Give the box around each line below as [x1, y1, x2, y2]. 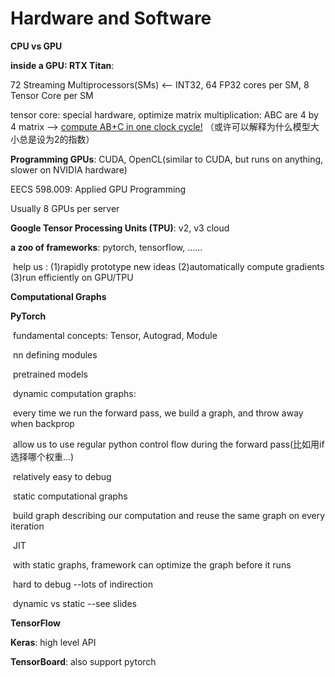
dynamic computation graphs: [12, 387, 137, 399]
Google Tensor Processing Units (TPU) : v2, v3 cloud [10, 222, 230, 234]
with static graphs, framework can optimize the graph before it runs [12, 558, 292, 571]
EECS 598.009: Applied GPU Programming [10, 183, 187, 195]
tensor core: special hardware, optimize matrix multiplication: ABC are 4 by [10, 108, 319, 121]
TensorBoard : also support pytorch [10, 655, 157, 667]
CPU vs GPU [10, 40, 63, 52]
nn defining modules [12, 348, 98, 361]
